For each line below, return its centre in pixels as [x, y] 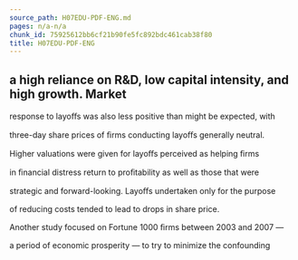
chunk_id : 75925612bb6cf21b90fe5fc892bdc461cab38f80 [111, 34]
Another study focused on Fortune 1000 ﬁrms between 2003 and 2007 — [147, 227]
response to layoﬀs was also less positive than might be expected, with [143, 116]
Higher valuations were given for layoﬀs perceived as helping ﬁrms [135, 154]
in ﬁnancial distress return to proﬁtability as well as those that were [135, 172]
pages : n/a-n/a [38, 26]
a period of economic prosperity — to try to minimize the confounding [140, 246]
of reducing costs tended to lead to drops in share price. [115, 209]
